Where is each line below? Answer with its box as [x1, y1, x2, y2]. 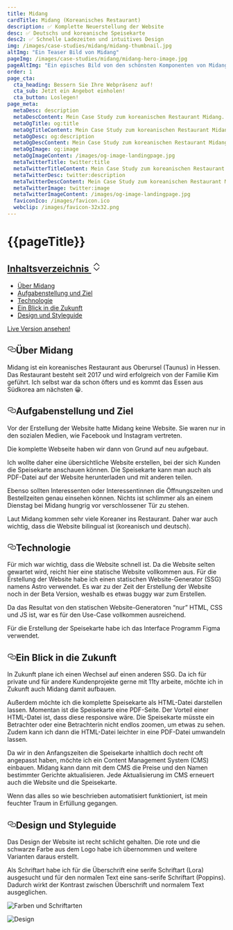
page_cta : [7, 74, 36, 82]
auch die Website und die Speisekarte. [7, 779, 118, 787]
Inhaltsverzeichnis [7, 263, 89, 275]
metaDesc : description [13, 107, 79, 114]
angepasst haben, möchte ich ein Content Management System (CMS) [7, 756, 209, 765]
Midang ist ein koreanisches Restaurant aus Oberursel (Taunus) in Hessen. [7, 363, 221, 372]
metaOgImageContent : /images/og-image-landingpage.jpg [13, 152, 175, 160]
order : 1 [7, 68, 33, 75]
